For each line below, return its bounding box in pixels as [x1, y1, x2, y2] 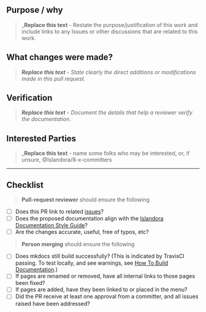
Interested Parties [6, 133, 77, 144]
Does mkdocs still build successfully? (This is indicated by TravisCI [15, 252, 185, 260]
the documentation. [21, 115, 72, 123]
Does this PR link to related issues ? [15, 208, 104, 216]
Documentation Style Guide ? [15, 222, 88, 229]
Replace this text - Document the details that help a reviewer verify [21, 109, 193, 116]
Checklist [6, 179, 44, 190]
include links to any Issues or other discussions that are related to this [21, 28, 198, 35]
